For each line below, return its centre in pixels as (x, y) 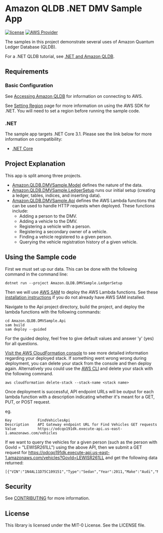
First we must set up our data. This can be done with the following (71, 269)
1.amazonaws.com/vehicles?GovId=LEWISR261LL (55, 458)
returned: (14, 462)
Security (18, 487)
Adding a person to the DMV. (48, 216)
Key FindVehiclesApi (38, 420)
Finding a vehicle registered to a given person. (66, 237)
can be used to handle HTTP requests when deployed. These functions (83, 205)
